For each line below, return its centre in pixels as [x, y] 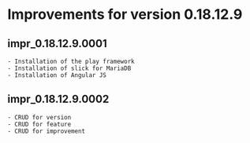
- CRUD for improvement [47, 131]
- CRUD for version [39, 117]
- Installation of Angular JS [57, 75]
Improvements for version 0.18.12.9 [125, 15]
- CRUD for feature [39, 124]
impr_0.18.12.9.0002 [58, 99]
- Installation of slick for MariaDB [69, 68]
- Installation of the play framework [71, 61]
